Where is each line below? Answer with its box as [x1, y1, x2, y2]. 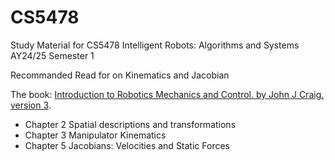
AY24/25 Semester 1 [10, 49, 95, 61]
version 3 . [10, 99, 52, 111]
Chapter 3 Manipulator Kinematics [24, 129, 167, 141]
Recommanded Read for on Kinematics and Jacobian [10, 69, 230, 81]
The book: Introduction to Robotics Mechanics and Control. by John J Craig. [10, 88, 325, 100]
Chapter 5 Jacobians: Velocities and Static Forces [24, 139, 230, 151]
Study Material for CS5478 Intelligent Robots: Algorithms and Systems [10, 39, 300, 51]
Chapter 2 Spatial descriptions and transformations [24, 118, 237, 130]
